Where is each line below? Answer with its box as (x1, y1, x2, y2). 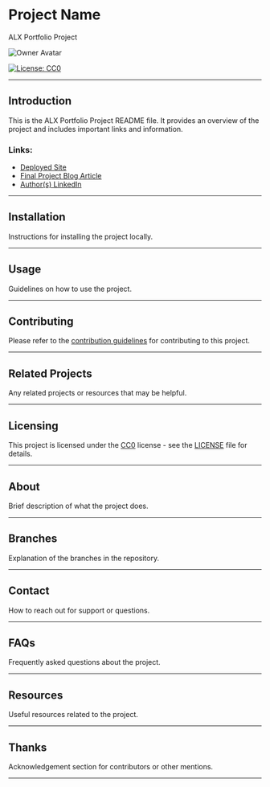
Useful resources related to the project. (8, 710, 139, 719)
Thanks (8, 740, 47, 754)
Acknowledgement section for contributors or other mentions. (8, 761, 214, 771)
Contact (8, 584, 50, 598)
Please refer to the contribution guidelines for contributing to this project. (8, 336, 251, 346)
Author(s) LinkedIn (19, 179, 82, 190)
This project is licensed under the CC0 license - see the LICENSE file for (8, 441, 247, 450)
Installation (8, 211, 66, 224)
